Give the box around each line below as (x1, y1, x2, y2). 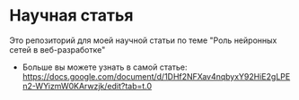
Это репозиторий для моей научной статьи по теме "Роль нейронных (9, 35, 277, 46)
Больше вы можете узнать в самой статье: (22, 62, 188, 72)
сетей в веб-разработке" (9, 44, 106, 54)
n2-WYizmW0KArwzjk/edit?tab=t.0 (22, 80, 153, 91)
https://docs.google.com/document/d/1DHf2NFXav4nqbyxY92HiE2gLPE (22, 71, 291, 81)
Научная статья (9, 5, 134, 26)
